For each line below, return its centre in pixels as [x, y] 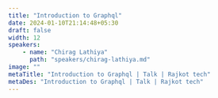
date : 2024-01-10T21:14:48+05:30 [63, 23]
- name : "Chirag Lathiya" [65, 52]
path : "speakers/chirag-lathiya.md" [90, 60]
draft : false [30, 30]
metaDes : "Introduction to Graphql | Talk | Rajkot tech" [106, 81]
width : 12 [25, 38]
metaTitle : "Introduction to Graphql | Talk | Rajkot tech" [110, 74]
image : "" [25, 67]
